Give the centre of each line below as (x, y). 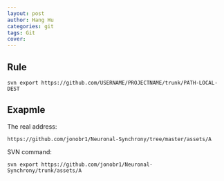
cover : (17, 39)
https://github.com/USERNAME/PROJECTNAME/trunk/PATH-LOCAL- (129, 83)
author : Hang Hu (30, 20)
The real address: (32, 126)
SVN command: (29, 151)
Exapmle (26, 110)
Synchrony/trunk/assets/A (44, 170)
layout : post (26, 13)
